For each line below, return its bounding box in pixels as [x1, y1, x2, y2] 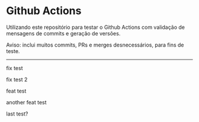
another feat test [6, 98, 47, 105]
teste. [6, 47, 20, 54]
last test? [6, 110, 28, 117]
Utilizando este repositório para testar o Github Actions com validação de [6, 24, 185, 31]
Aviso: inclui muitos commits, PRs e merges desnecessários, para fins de [6, 41, 184, 48]
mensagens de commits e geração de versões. [6, 29, 121, 37]
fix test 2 [6, 75, 28, 83]
